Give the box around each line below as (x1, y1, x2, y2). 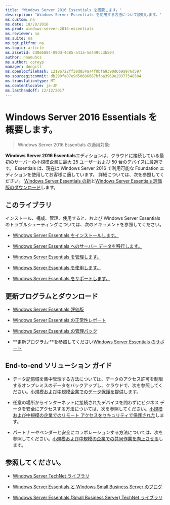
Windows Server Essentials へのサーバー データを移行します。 (12, 243, 143, 249)
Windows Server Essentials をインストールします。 (12, 232, 119, 239)
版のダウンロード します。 (5, 184, 58, 191)
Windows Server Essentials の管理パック (12, 328, 98, 334)
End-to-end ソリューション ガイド (5, 362, 112, 370)
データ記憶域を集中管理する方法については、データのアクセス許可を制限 (12, 376, 163, 382)
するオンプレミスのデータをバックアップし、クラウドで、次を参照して (12, 382, 158, 388)
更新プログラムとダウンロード (5, 292, 99, 301)
